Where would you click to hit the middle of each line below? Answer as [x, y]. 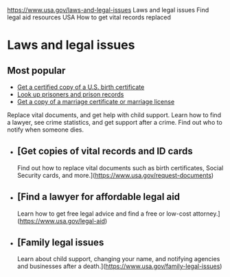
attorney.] [207, 214]
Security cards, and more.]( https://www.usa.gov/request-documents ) [115, 175]
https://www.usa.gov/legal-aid [62, 220]
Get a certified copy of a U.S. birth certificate [81, 87]
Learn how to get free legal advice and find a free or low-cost [104, 214]
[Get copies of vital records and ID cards [105, 151]
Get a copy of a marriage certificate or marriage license [96, 102]
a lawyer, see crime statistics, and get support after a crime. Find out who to [115, 122]
